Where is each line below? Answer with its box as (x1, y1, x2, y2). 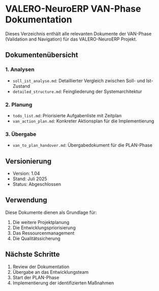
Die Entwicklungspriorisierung (12, 224, 76, 231)
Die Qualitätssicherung (12, 235, 60, 241)
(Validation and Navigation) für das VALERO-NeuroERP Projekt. (5, 36, 137, 42)
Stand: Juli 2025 (12, 176, 47, 182)
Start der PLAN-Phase (12, 274, 59, 280)
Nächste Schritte (5, 250, 60, 259)
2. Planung (5, 101, 33, 108)
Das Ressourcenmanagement (12, 230, 75, 236)
